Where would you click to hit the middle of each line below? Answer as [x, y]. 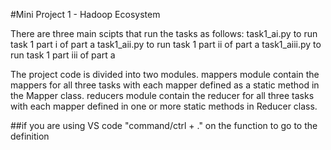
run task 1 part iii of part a [63, 55]
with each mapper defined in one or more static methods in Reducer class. [164, 106]
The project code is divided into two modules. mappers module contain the [165, 74]
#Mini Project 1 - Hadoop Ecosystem [85, 14]
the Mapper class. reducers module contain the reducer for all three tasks [162, 95]
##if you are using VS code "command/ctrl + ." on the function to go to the [164, 125]
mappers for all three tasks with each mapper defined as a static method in [165, 85]
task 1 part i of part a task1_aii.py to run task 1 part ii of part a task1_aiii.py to [166, 44]
